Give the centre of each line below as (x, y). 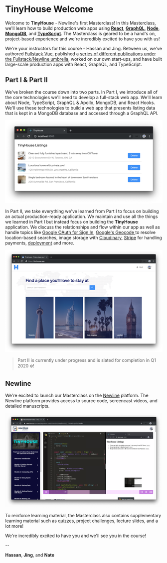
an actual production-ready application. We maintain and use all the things (82, 217)
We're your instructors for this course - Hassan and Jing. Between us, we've (83, 48)
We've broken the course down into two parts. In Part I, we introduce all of (82, 92)
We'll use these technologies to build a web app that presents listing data (80, 108)
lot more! (14, 526)
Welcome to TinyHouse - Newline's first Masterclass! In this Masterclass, (81, 23)
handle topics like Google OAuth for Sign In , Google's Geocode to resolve (81, 232)
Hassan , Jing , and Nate (30, 555)
